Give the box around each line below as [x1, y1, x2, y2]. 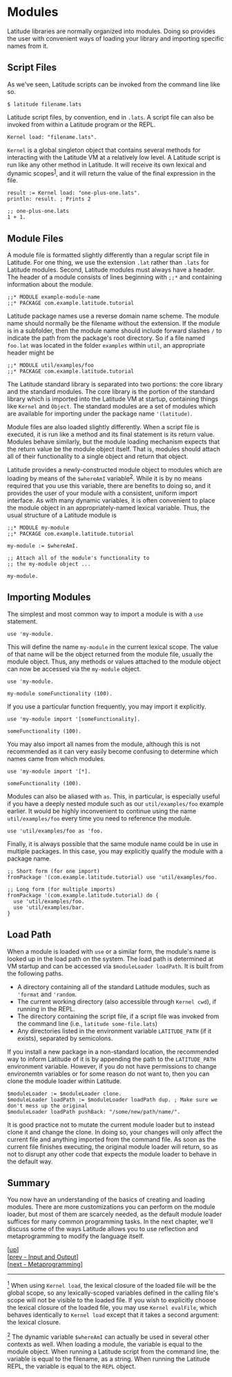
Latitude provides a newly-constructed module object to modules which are [7, 466, 222, 474]
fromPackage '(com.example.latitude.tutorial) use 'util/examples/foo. [7, 874, 217, 881]
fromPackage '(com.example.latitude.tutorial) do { [7, 892, 159, 899]
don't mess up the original [7, 1102, 88, 1109]
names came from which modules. [7, 754, 106, 762]
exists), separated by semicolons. [17, 1034, 113, 1042]
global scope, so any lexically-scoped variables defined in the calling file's [7, 1289, 219, 1297]
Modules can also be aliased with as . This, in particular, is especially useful [7, 792, 220, 800]
